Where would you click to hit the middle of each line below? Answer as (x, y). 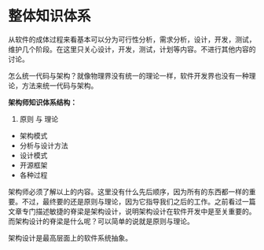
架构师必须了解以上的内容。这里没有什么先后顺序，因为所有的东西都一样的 (128, 191)
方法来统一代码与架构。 (60, 85)
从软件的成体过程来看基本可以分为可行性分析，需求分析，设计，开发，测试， (132, 39)
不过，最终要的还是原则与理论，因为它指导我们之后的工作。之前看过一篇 (139, 201)
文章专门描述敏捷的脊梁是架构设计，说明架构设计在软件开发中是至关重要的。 (132, 211)
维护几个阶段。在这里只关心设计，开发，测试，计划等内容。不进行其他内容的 (132, 49)
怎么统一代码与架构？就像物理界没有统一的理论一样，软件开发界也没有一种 (128, 75)
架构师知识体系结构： (42, 102)
